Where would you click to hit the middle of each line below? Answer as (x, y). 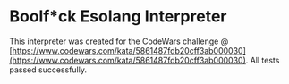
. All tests (263, 60)
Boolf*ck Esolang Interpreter (118, 17)
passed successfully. (48, 70)
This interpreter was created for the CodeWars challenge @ (119, 41)
